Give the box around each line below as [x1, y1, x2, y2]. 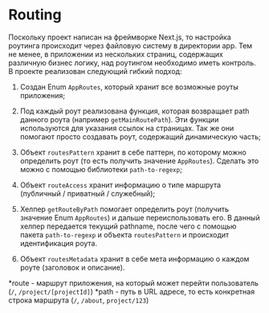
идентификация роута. [19, 238, 98, 248]
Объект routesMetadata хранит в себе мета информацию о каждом [19, 253, 250, 263]
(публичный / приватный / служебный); [19, 188, 155, 198]
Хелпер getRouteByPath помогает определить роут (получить [19, 204, 229, 214]
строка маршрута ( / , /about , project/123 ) [8, 295, 149, 305]
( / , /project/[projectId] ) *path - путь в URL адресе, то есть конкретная [8, 286, 255, 296]
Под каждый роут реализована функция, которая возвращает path [19, 106, 250, 116]
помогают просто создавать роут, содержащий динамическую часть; [19, 131, 261, 142]
